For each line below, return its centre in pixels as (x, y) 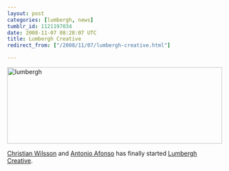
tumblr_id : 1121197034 (40, 26)
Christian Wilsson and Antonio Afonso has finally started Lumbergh (102, 153)
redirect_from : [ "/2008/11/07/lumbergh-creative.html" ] (89, 45)
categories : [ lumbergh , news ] (51, 20)
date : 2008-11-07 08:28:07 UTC (52, 33)
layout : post (26, 13)
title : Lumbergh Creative (44, 39)
